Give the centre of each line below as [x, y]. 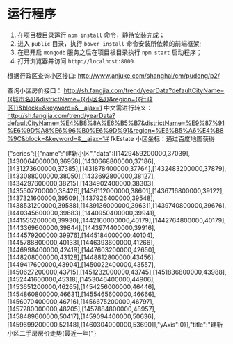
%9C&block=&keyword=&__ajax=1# [58, 138]
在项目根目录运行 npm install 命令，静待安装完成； [91, 35]
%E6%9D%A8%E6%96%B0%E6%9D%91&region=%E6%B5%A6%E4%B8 [115, 130]
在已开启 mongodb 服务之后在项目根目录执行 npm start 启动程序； [110, 52]
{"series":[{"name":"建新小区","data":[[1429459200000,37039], [99, 153]
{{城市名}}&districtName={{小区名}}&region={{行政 [80, 99]
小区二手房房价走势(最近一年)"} [52, 333]
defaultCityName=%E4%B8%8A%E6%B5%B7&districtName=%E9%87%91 [116, 123]
